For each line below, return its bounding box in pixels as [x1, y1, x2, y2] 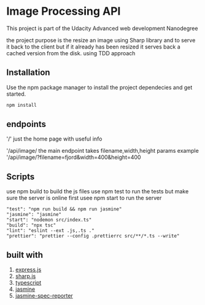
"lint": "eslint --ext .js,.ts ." [6, 228, 95, 234]
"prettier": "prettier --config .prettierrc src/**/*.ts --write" [6, 233, 180, 239]
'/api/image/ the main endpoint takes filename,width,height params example [6, 147, 199, 155]
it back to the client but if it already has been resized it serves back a [6, 43, 181, 50]
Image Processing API [6, 4, 121, 18]
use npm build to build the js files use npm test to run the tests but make [6, 188, 189, 195]
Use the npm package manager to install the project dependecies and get [6, 83, 193, 91]
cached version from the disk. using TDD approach [6, 49, 136, 56]
